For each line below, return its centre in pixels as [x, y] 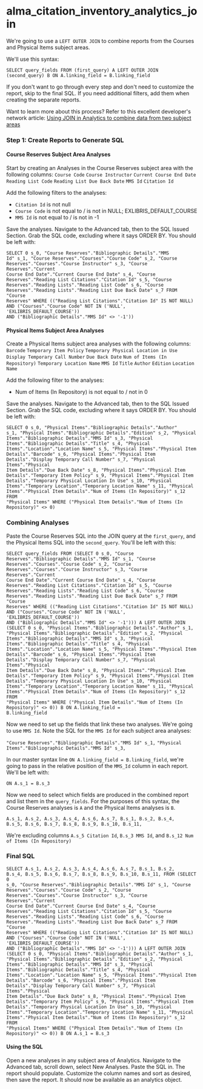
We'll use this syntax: [33, 59]
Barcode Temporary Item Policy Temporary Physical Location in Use [92, 351]
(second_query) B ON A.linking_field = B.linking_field [78, 75]
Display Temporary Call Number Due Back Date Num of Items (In [87, 357]
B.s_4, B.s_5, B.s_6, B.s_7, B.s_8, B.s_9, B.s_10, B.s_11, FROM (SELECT [101, 874]
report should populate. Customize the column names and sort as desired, [99, 1073]
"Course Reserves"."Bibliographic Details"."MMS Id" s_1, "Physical [94, 743]
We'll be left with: [28, 772]
